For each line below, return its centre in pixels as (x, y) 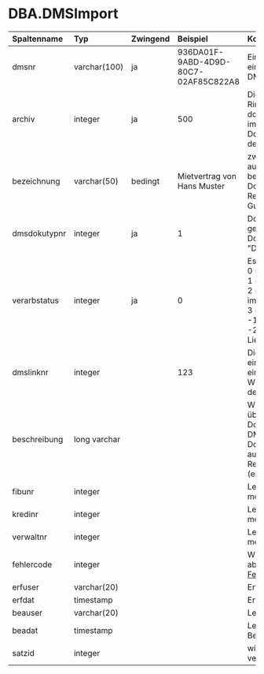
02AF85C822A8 (209, 81)
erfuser (26, 586)
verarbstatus (35, 300)
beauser (27, 613)
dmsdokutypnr (39, 233)
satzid (24, 653)
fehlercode (32, 564)
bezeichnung (36, 181)
